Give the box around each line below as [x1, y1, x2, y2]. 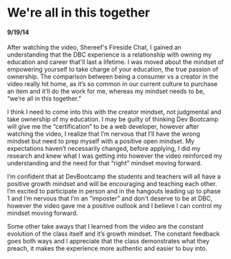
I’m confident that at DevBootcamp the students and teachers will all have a [7, 172, 221, 180]
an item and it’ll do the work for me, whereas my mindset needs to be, [7, 87, 205, 96]
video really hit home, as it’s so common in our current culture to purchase [7, 80, 218, 88]
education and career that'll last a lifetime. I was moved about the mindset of [7, 58, 224, 66]
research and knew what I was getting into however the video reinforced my [7, 152, 223, 160]
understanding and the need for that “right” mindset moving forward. [7, 159, 202, 167]
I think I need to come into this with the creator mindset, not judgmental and [7, 108, 221, 116]
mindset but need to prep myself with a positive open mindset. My [7, 137, 195, 145]
